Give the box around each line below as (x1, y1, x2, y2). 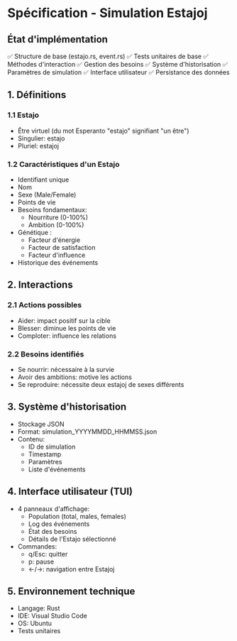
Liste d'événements (28, 465, 87, 473)
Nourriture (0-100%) (28, 213, 89, 221)
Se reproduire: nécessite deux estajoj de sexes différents (17, 380, 184, 388)
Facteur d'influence (28, 251, 86, 259)
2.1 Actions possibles (7, 300, 82, 310)
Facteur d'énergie (28, 236, 80, 244)
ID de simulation (28, 442, 76, 451)
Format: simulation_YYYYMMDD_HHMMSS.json (17, 427, 158, 436)
